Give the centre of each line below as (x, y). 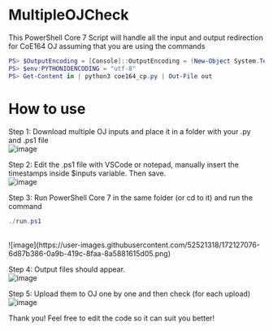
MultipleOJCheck (69, 15)
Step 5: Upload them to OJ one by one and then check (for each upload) (130, 294)
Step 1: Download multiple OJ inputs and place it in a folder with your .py (130, 131)
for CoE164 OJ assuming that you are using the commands (107, 46)
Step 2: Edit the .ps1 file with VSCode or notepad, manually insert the (124, 164)
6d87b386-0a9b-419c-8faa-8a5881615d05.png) (90, 254)
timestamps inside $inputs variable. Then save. (87, 173)
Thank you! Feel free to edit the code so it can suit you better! (112, 318)
